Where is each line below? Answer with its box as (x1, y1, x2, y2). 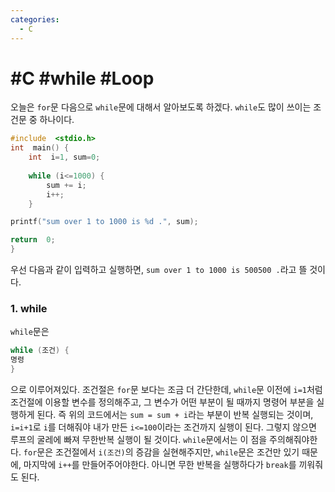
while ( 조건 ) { (10, 346, 70, 356)
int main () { (10, 143, 70, 153)
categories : (10, 14, 60, 25)
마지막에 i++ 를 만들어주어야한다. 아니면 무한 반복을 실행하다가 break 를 (23, 458, 297, 470)
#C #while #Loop (10, 67, 155, 90)
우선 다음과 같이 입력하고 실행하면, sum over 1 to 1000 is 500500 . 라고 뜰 (10, 264, 308, 276)
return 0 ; (10, 235, 56, 245)
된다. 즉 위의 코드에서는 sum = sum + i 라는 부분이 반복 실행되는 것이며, (36, 408, 314, 420)
